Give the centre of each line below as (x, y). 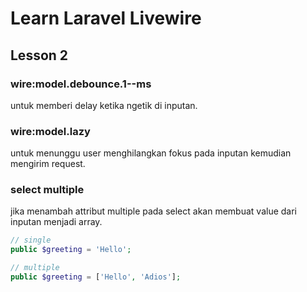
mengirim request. (48, 164)
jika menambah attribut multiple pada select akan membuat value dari (153, 211)
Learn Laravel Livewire (106, 18)
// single (31, 240)
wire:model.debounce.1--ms (81, 84)
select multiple (47, 190)
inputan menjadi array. (56, 222)
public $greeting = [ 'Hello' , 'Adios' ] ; (96, 277)
